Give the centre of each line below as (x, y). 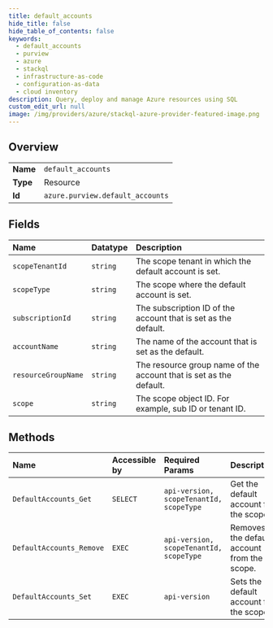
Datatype (110, 247)
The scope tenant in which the (193, 261)
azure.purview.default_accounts (106, 195)
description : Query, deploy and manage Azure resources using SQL (123, 99)
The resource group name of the (197, 364)
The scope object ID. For (182, 398)
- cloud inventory (47, 92)
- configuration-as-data (58, 84)
